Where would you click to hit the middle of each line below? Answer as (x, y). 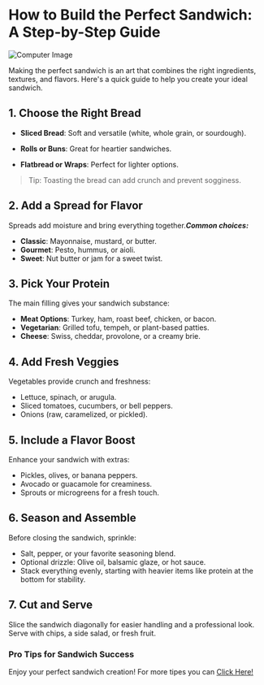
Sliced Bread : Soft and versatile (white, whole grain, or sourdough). (133, 132)
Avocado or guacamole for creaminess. (86, 484)
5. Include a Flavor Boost (72, 440)
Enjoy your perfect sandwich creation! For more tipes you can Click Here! (131, 671)
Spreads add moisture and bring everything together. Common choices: (129, 225)
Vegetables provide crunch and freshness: (80, 382)
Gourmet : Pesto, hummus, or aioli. (78, 249)
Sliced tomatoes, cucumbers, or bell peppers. (96, 406)
